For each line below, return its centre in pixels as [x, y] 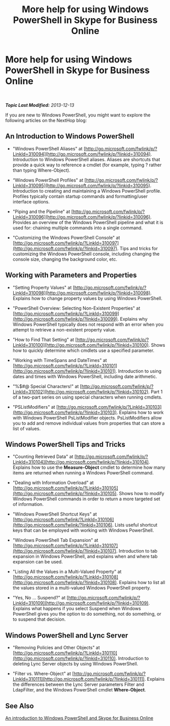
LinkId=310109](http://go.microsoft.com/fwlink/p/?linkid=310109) [80, 603]
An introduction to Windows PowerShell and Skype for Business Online [79, 718]
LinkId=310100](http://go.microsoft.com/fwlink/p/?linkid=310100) [80, 345]
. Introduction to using [138, 371]
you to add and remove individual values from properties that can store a [89, 423]
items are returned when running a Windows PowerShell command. [83, 473]
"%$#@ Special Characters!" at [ [47, 386]
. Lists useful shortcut [135, 525]
